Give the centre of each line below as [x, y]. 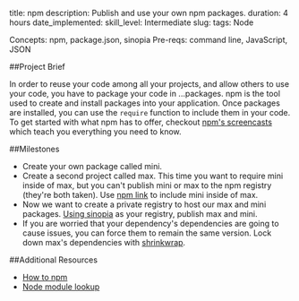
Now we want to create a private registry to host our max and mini [144, 204]
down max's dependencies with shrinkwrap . [104, 242]
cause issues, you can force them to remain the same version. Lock [147, 233]
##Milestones [34, 149]
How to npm [45, 277]
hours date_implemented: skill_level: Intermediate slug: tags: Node [132, 22]
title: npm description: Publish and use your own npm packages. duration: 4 [149, 13]
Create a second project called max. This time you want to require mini [153, 176]
